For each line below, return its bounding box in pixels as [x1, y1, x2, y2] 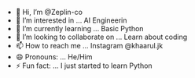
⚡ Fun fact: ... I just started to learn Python [15, 61, 153, 70]
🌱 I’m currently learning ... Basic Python [15, 24, 144, 33]
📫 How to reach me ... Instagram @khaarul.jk [15, 41, 164, 50]
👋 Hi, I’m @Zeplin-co [15, 8, 83, 16]
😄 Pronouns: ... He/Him [15, 52, 93, 62]
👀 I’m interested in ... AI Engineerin [15, 16, 127, 25]
